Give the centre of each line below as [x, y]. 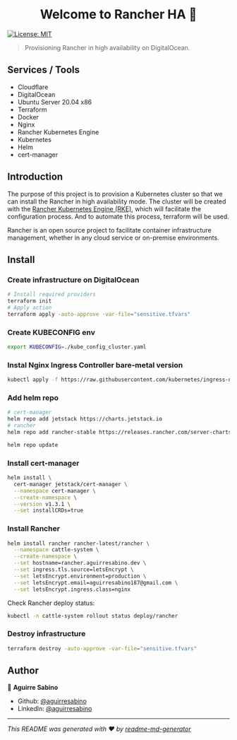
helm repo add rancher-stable [52, 433]
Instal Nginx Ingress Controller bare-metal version [95, 365]
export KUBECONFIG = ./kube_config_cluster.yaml [77, 347]
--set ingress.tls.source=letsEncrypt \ [74, 570]
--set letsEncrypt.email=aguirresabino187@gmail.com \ [96, 582]
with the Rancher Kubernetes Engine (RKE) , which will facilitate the [104, 209]
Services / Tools [43, 70]
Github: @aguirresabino [52, 701]
